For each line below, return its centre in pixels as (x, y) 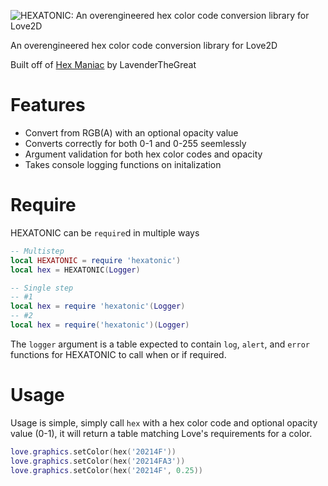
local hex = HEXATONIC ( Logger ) (75, 270)
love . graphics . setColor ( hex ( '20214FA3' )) (98, 461)
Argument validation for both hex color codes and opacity (143, 154)
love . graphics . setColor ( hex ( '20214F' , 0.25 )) (106, 470)
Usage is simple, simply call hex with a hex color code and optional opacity (164, 422)
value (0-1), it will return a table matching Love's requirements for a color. (161, 433)
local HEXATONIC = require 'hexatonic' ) (96, 260)
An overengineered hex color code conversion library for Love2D (144, 45)
